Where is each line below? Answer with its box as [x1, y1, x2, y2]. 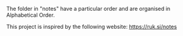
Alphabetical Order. [6, 11, 55, 19]
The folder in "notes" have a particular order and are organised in [6, 5, 171, 12]
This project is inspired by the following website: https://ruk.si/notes [6, 23, 177, 30]
